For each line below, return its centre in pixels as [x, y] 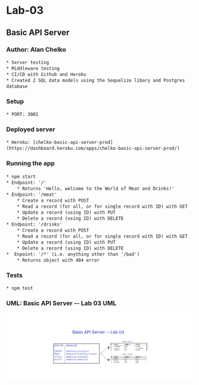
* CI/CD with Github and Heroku [46, 74]
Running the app [31, 164]
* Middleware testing [33, 68]
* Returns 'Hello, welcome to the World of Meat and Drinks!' [96, 189]
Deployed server [31, 130]
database [17, 86]
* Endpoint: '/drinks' [34, 224]
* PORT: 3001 [22, 115]
